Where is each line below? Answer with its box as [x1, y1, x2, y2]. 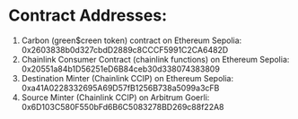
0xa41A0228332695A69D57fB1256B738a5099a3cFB [21, 82, 220, 93]
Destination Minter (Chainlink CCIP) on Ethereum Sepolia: [21, 72, 234, 83]
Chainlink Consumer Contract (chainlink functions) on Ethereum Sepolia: [21, 54, 290, 64]
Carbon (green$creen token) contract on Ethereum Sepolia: [21, 35, 242, 46]
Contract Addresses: [8, 5, 168, 26]
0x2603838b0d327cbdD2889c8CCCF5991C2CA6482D [21, 44, 229, 55]
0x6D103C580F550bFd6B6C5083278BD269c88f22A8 [21, 101, 225, 112]
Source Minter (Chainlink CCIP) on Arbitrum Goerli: [21, 91, 210, 103]
